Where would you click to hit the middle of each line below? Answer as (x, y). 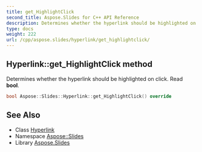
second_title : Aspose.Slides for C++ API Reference (73, 17)
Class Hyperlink (35, 130)
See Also (23, 115)
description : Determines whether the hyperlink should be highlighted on (101, 23)
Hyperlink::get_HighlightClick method (80, 64)
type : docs (20, 29)
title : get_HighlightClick (40, 12)
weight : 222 (21, 34)
